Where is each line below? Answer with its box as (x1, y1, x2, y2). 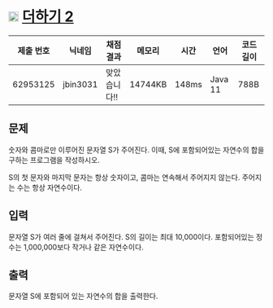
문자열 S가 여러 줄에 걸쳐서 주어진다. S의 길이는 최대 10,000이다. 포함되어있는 (8, 231, 254, 241)
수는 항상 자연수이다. (16, 183, 83, 192)
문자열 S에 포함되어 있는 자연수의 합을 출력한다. (8, 291, 158, 301)
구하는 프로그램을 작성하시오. (8, 155, 100, 165)
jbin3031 (63, 78, 98, 90)
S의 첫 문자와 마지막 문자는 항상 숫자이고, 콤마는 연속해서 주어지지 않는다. (8, 172, 240, 182)
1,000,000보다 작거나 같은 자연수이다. (23, 242, 144, 252)
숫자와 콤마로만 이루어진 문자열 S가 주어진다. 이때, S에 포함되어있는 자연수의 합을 (8, 144, 265, 155)
